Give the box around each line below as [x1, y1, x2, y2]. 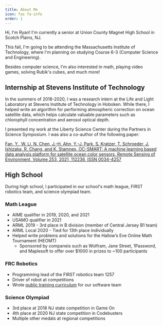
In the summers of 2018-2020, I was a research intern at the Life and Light [5, 96, 154, 102]
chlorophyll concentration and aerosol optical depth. [5, 117, 110, 123]
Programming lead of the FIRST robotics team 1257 [12, 271, 115, 277]
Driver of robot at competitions [12, 276, 74, 283]
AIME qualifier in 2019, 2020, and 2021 [12, 212, 90, 218]
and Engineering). [5, 55, 41, 60]
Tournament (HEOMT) [12, 238, 57, 244]
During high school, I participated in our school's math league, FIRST [5, 184, 143, 189]
